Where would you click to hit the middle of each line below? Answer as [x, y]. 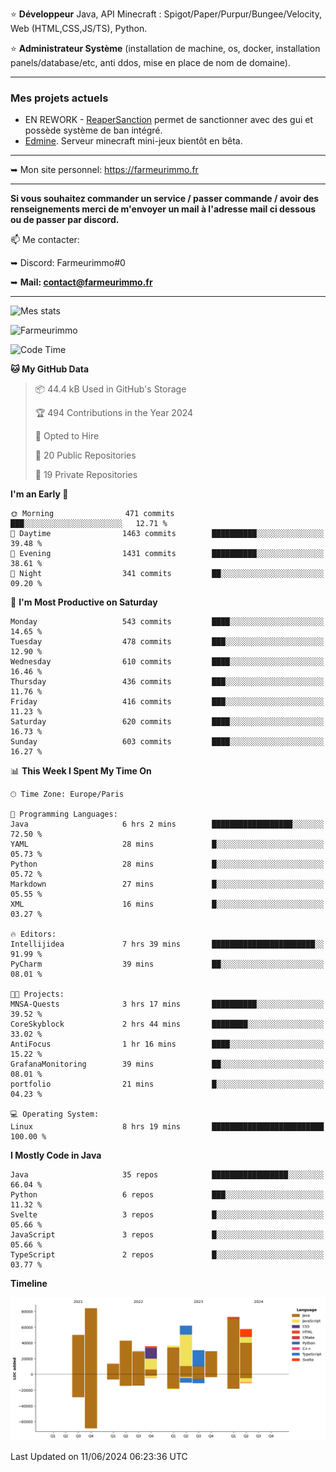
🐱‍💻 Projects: [37, 994]
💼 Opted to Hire [67, 436]
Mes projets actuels [59, 98]
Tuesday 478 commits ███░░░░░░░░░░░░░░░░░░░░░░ [167, 642]
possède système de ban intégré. [93, 130]
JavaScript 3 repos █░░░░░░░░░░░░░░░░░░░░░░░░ [167, 1235]
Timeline [29, 1284]
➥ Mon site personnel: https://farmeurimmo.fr [104, 170]
